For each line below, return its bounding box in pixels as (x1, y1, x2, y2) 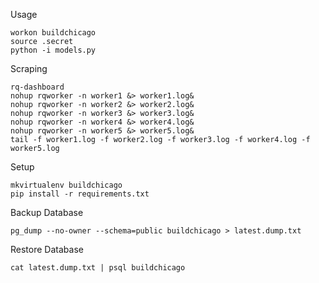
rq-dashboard (10, 82, 65, 92)
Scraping (10, 63, 48, 74)
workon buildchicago (10, 28, 97, 38)
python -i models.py (10, 45, 97, 55)
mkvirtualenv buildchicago (10, 180, 123, 190)
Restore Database (10, 244, 84, 255)
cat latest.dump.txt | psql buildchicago (10, 263, 186, 273)
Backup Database (10, 207, 84, 218)
